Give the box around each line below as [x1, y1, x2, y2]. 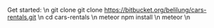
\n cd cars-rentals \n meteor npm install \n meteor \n [37, 13, 191, 21]
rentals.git [7, 13, 37, 21]
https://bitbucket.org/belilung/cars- [104, 6, 207, 14]
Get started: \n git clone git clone [7, 6, 103, 14]
